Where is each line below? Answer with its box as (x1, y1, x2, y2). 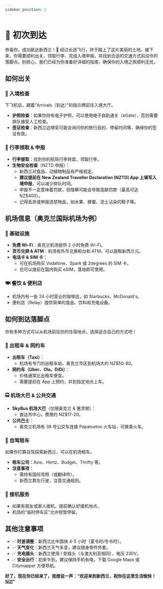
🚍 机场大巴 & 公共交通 (5, 392, 56, 399)
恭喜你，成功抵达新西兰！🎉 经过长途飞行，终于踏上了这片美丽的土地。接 (5, 47, 149, 53)
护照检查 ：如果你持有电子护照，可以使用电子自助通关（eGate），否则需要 (12, 112, 158, 118)
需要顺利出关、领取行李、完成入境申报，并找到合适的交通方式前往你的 (17, 53, 158, 58)
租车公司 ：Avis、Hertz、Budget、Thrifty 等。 (12, 460, 103, 465)
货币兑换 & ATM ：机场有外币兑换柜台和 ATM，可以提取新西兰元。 (12, 248, 144, 254)
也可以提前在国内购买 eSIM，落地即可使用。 (19, 266, 108, 273)
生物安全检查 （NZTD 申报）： (12, 162, 70, 168)
